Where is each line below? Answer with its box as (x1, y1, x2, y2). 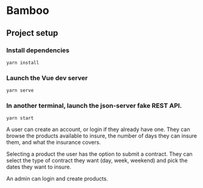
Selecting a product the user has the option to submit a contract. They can (6, 150, 193, 158)
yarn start (6, 115, 34, 121)
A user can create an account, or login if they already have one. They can (6, 126, 190, 133)
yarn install (6, 59, 40, 65)
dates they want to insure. (6, 163, 72, 170)
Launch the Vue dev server (6, 73, 88, 82)
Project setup (6, 28, 59, 38)
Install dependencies (6, 46, 70, 55)
